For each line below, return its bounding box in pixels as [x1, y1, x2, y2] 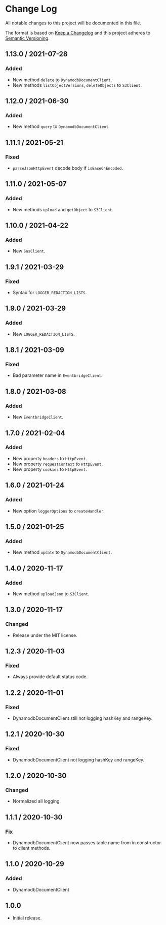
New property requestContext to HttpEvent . [12, 461, 103, 467]
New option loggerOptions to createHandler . [12, 507, 105, 514]
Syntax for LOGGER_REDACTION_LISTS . [12, 290, 87, 296]
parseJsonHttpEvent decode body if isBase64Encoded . [12, 165, 123, 171]
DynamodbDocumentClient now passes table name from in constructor [12, 840, 161, 846]
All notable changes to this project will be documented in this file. [5, 20, 142, 26]
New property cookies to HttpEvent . [12, 466, 87, 472]
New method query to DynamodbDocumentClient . [12, 123, 110, 130]
